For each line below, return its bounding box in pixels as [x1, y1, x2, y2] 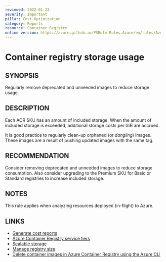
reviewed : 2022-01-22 [5, 7, 50, 12]
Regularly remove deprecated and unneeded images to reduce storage [5, 85, 150, 90]
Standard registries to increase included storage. [5, 175, 105, 181]
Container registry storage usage [5, 52, 145, 63]
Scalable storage [12, 241, 47, 247]
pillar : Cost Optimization [5, 16, 61, 21]
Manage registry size [12, 246, 56, 252]
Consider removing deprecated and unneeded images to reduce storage [5, 164, 153, 171]
